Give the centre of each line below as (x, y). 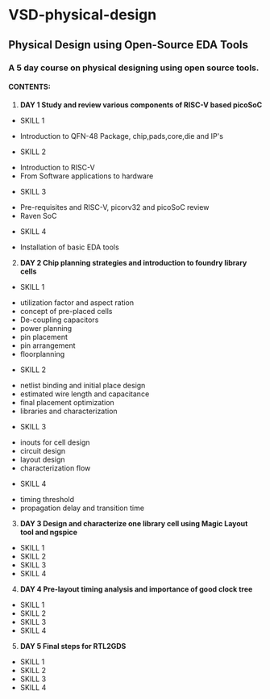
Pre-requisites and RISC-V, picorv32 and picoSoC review (114, 207)
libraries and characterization (69, 411)
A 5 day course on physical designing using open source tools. (134, 68)
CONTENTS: (29, 87)
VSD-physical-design (83, 15)
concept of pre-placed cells (66, 311)
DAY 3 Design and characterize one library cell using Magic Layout (134, 523)
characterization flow (55, 468)
